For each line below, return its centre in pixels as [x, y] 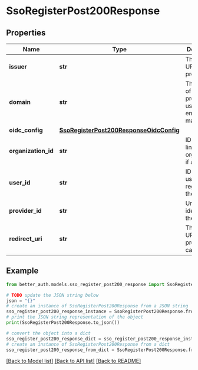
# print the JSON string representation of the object [75, 317]
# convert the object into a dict [49, 333]
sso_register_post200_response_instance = [59, 311]
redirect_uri [26, 239]
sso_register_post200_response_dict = [54, 339]
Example [22, 271]
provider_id [26, 211]
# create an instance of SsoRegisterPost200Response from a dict [88, 344]
